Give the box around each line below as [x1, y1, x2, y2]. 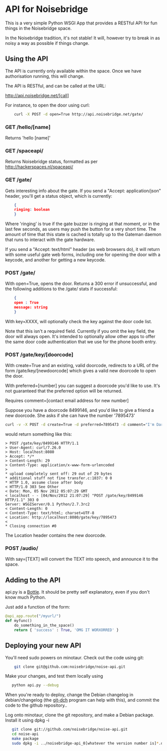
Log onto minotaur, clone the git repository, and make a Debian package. [5, 712, 155, 718]
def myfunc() [5, 619, 32, 624]
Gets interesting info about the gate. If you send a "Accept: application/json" [5, 188, 162, 194]
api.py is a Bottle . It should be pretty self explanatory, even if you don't [5, 589, 150, 595]
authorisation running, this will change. [5, 73, 84, 79]
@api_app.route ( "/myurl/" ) [5, 614, 61, 619]
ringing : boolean [14, 207, 50, 212]
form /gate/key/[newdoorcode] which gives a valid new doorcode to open [5, 368, 156, 374]
